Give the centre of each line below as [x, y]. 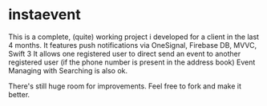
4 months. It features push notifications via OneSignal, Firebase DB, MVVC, [133, 45]
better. [19, 94]
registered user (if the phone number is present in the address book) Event [132, 62]
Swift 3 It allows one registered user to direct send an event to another [125, 53]
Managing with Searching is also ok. [68, 70]
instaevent [45, 15]
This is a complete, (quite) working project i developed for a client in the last [133, 37]
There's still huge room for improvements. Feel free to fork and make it [125, 86]
